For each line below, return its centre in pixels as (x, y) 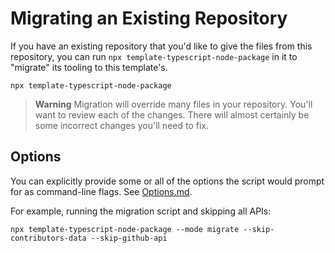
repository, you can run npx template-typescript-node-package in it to (154, 56)
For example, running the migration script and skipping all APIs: (141, 211)
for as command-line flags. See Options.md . (101, 191)
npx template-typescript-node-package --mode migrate (125, 229)
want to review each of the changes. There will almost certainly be (172, 114)
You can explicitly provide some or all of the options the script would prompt (167, 181)
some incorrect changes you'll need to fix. (122, 125)
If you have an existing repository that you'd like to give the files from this (161, 46)
